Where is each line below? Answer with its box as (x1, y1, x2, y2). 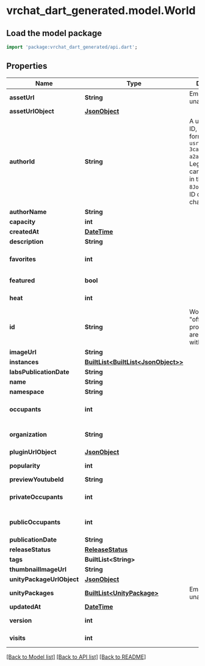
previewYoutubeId (9, 475, 64, 484)
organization (9, 430, 48, 439)
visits (9, 634, 26, 642)
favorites (9, 254, 37, 263)
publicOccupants (9, 518, 61, 526)
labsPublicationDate (9, 367, 70, 376)
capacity (9, 217, 35, 226)
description (9, 237, 44, 246)
